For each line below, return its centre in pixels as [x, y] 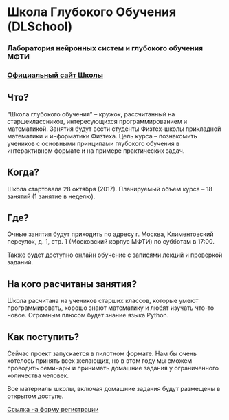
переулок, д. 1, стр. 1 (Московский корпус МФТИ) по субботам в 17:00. [111, 242]
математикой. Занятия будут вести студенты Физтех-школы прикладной [114, 129]
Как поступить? [43, 337]
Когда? [23, 172]
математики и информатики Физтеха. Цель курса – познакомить [102, 136]
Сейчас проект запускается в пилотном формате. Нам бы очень [102, 354]
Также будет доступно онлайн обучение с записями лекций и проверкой [115, 255]
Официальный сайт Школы [55, 75]
